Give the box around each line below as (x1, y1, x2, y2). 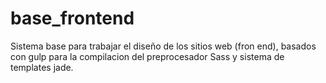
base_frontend (10, 7, 135, 30)
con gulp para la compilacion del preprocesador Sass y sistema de (10, 50, 285, 62)
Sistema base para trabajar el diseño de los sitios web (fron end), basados (10, 40, 317, 52)
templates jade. (10, 61, 74, 73)
